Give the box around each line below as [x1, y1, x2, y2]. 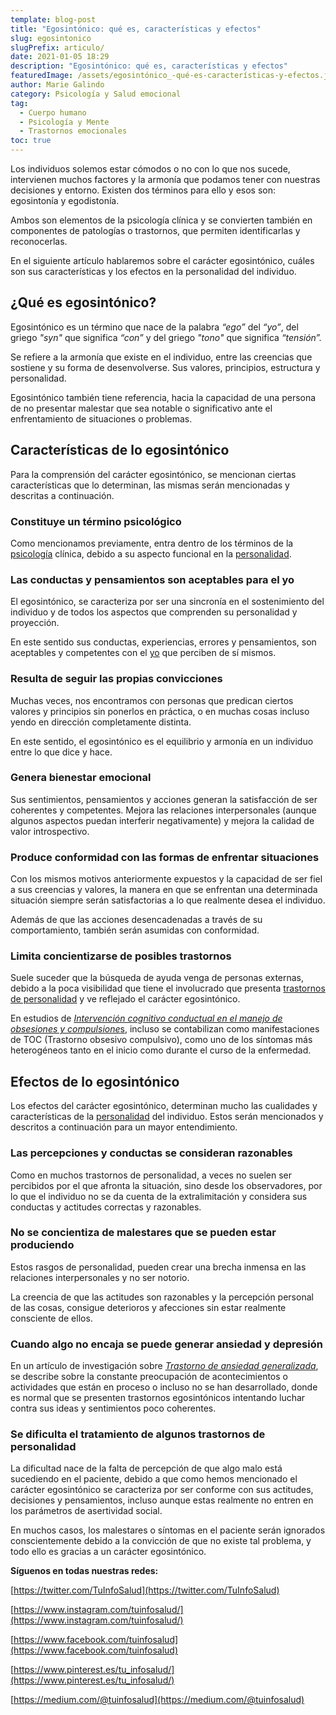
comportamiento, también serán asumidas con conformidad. [10, 924, 260, 936]
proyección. [10, 617, 60, 629]
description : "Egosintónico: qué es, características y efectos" [10, 61, 288, 71]
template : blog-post [10, 14, 97, 25]
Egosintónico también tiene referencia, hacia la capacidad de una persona [10, 391, 317, 403]
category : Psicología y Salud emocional [10, 89, 182, 99]
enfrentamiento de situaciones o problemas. [10, 412, 193, 425]
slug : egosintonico [10, 33, 92, 43]
